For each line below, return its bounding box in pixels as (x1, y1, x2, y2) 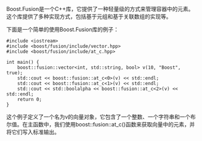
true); (6, 70, 23, 76)
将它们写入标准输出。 (6, 128, 60, 136)
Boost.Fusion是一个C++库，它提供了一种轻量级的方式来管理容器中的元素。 (6, 5, 194, 12)
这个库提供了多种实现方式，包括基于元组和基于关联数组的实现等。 (6, 13, 172, 20)
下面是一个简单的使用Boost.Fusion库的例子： (6, 26, 119, 33)
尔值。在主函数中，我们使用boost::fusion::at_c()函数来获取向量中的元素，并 (6, 121, 195, 128)
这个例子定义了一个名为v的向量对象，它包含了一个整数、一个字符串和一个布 (6, 113, 196, 120)
